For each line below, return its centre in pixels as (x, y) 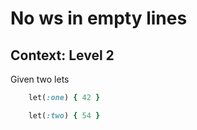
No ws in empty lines (99, 18)
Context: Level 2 (62, 55)
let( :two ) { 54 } (64, 115)
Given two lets (40, 79)
